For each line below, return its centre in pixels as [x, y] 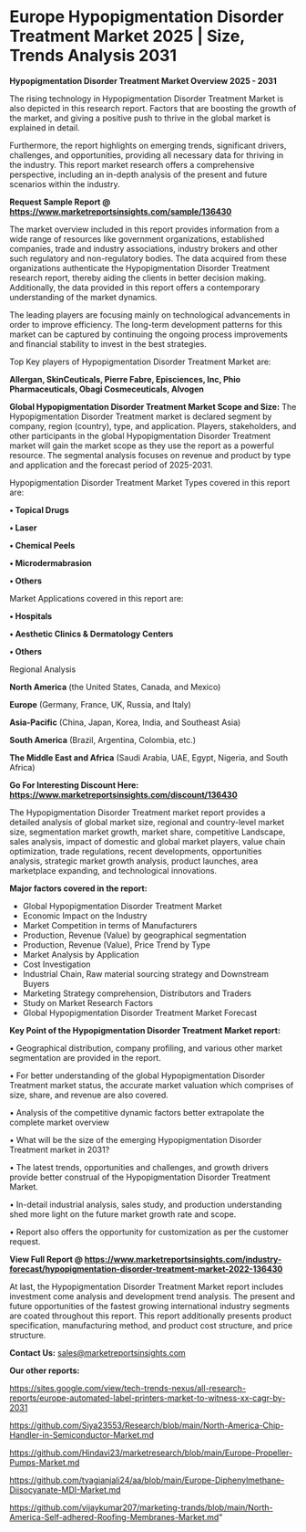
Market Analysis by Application [81, 954]
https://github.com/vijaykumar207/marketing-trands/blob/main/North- [141, 1507]
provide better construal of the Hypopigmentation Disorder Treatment [140, 1177]
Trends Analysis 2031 [93, 56]
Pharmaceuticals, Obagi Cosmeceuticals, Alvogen [107, 389]
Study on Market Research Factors [87, 1002]
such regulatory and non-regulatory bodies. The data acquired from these [148, 258]
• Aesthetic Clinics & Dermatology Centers [92, 634]
